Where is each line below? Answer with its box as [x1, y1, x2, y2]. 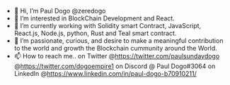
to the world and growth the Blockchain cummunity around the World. [13, 44, 217, 52]
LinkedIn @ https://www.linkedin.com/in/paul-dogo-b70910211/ [13, 70, 197, 77]
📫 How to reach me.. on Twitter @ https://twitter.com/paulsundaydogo [13, 52, 220, 60]
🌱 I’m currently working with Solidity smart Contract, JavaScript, [13, 22, 202, 30]
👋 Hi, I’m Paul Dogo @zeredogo [13, 7, 106, 15]
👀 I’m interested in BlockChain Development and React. [13, 14, 175, 22]
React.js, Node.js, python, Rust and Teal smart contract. [13, 29, 177, 37]
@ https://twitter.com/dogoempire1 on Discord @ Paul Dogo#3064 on [13, 62, 216, 70]
